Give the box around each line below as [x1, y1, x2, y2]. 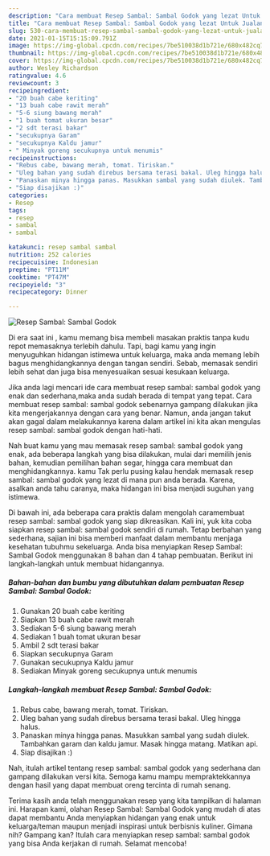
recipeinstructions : [8, 154, 78, 162]
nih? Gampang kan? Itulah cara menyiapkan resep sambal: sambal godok [8, 830, 251, 840]
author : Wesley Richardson [8, 64, 99, 72]
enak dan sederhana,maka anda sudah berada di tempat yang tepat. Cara [8, 391, 252, 401]
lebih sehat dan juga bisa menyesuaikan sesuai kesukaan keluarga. [8, 367, 231, 377]
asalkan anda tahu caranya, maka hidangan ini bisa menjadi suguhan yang [8, 484, 255, 493]
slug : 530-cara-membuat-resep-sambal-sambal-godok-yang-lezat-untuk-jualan [8, 27, 268, 35]
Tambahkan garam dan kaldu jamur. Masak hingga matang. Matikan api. [19, 739, 259, 749]
